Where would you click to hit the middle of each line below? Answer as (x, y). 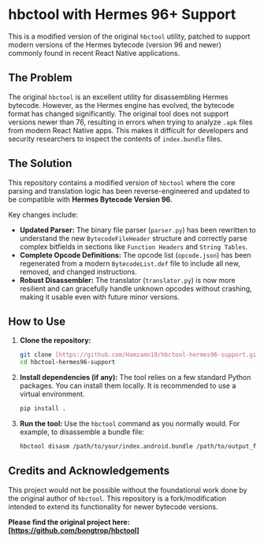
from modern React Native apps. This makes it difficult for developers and (128, 130)
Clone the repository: (55, 340)
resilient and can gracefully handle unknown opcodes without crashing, (136, 288)
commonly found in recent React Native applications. (94, 53)
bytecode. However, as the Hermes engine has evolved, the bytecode (121, 105)
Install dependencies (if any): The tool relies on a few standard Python (135, 377)
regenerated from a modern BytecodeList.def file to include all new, (130, 263)
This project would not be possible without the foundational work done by (128, 489)
